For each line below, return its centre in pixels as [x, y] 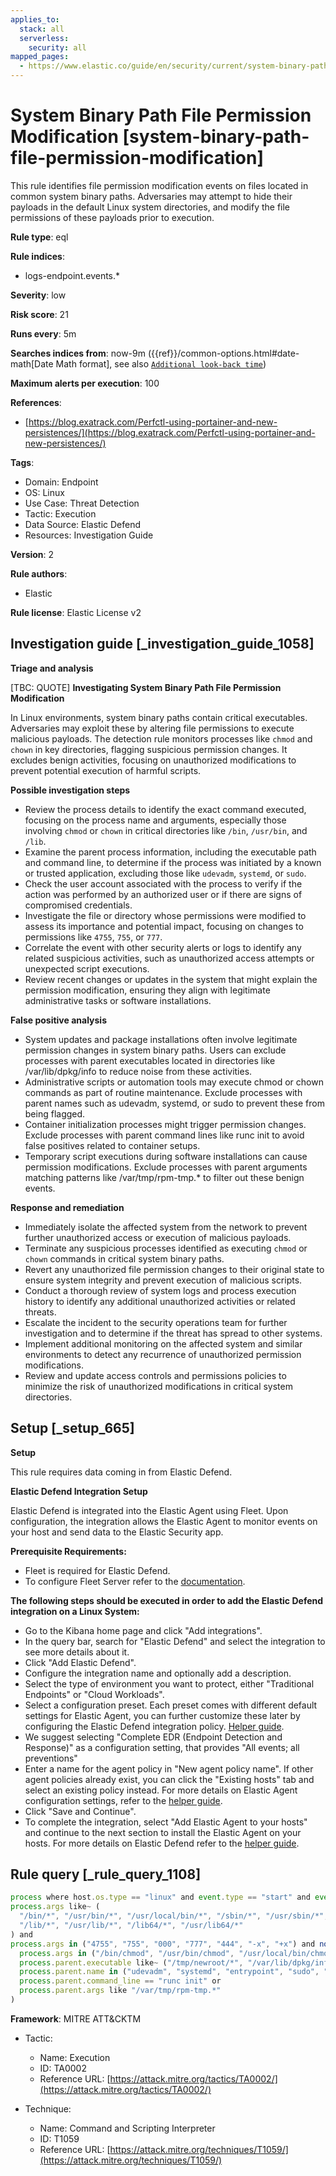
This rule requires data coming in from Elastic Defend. [121, 1472]
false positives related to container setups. [112, 1145]
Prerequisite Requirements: [68, 1551]
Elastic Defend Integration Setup [79, 1491]
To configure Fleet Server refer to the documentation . [135, 1581]
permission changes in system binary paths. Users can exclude [155, 1050]
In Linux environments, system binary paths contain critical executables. [159, 717]
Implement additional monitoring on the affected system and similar [163, 1343]
